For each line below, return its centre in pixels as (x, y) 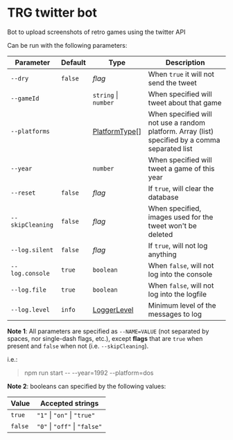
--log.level (31, 309)
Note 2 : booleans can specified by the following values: (87, 386)
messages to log (175, 314)
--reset (23, 193)
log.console (31, 273)
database (163, 197)
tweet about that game (185, 103)
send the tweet (173, 82)
